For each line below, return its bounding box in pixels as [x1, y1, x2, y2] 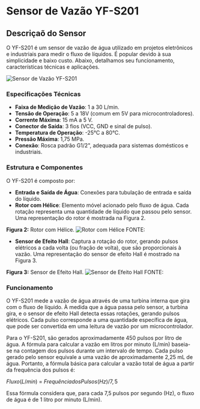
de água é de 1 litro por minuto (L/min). [6, 396, 102, 403]
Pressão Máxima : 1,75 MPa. [14, 135, 85, 143]
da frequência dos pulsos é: [6, 366, 76, 374]
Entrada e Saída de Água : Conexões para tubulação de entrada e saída [14, 188, 192, 196]
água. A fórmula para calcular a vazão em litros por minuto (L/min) [6, 340, 171, 348]
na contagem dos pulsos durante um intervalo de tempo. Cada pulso [13, 347, 183, 354]
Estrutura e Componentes [6, 164, 83, 172]
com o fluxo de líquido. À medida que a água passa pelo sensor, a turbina [6, 303, 188, 310]
